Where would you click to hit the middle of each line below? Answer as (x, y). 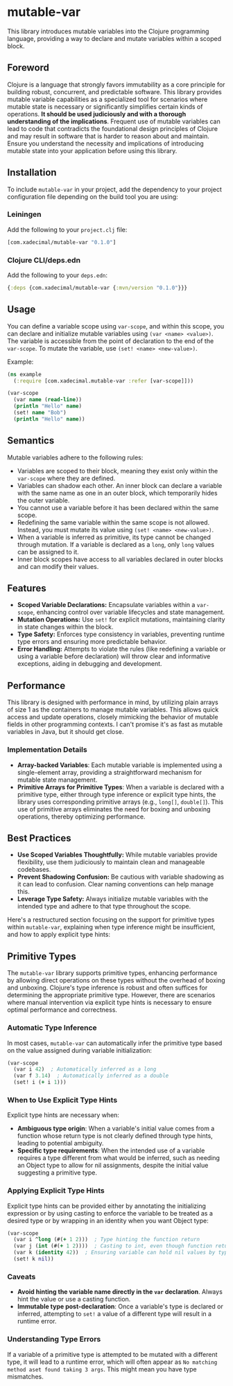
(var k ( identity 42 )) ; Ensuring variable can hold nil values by (114, 1253)
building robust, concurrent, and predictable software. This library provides (114, 91)
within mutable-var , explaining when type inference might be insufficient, (111, 927)
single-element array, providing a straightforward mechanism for (110, 772)
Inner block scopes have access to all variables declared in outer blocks (120, 559)
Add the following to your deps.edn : (58, 275)
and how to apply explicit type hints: (59, 935)
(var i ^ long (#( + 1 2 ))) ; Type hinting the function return (106, 1240)
